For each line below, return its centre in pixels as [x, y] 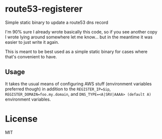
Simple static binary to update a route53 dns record [57, 22]
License [21, 119]
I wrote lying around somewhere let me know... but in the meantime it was [79, 37]
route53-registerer [44, 9]
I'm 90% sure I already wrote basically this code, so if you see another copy [81, 32]
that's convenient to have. [31, 56]
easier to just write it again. [32, 42]
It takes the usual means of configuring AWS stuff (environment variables [78, 84]
